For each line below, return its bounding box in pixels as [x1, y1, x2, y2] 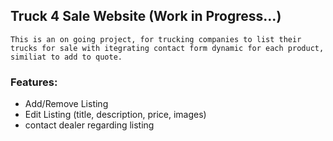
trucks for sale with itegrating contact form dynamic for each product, [10, 43, 325, 53]
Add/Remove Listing [24, 98, 109, 110]
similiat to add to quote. [10, 52, 123, 62]
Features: [10, 75, 58, 89]
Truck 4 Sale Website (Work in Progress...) [10, 8, 282, 25]
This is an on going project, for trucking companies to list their [10, 34, 302, 44]
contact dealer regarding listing [24, 119, 155, 131]
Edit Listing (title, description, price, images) [24, 109, 207, 121]
